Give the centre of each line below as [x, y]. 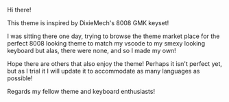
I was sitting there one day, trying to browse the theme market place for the [113, 36]
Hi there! [19, 10]
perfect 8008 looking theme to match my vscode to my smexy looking [106, 43]
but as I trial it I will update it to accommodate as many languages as [104, 71]
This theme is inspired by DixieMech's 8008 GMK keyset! [88, 23]
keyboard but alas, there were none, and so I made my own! [92, 51]
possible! [20, 78]
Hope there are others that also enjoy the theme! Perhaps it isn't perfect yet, [115, 64]
